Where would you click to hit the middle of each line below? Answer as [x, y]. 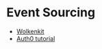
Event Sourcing [51, 13]
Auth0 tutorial [36, 38]
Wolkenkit [30, 31]
